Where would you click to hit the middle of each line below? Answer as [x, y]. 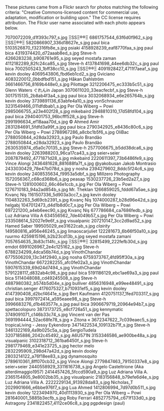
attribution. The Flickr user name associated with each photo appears [75, 23]
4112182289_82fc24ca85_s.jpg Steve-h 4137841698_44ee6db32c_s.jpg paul [82, 64]
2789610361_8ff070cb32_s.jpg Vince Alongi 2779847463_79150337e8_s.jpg [82, 361]
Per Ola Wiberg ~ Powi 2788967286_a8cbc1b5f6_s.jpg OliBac [67, 132]
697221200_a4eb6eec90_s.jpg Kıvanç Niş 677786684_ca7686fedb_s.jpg [79, 210]
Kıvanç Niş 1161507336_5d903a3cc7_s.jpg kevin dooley [61, 195]
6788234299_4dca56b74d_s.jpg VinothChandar [53, 252]
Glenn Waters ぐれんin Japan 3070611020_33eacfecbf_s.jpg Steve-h [74, 90]
